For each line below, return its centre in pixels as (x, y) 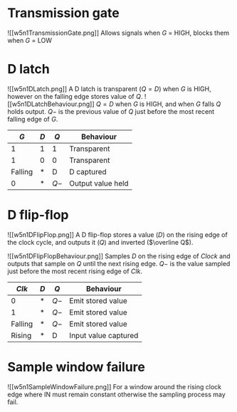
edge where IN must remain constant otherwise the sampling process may (116, 394)
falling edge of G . (33, 119)
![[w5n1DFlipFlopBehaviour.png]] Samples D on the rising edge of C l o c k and (119, 256)
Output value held (99, 183)
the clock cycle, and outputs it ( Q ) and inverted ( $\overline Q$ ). (100, 242)
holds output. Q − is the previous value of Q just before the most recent (111, 111)
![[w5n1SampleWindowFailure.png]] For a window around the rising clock (115, 386)
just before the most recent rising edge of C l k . (75, 271)
